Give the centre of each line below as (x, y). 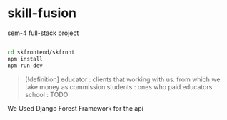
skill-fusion (42, 13)
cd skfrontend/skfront (41, 52)
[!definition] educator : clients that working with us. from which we (122, 79)
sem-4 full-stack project (43, 33)
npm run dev (25, 66)
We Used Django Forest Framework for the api (76, 108)
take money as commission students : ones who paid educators (118, 86)
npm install (25, 59)
